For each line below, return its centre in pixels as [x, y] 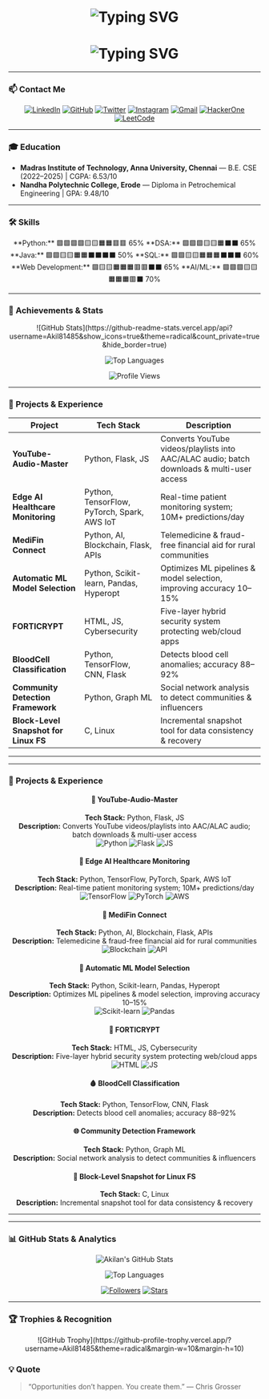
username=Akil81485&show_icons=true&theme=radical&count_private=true [134, 336]
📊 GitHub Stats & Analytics [62, 1239]
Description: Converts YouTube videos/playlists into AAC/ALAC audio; [134, 825]
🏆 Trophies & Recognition [60, 1320]
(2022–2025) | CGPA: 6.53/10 [68, 176]
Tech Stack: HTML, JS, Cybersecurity [134, 1048]
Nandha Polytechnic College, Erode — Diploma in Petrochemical [128, 185]
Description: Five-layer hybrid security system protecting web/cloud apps [134, 1056]
